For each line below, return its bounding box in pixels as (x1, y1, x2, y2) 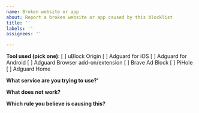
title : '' (6, 20, 31, 26)
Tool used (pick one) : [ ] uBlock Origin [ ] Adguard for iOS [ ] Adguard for (6, 53, 187, 60)
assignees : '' (6, 31, 42, 37)
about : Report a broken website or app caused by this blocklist (6, 14, 173, 20)
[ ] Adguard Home (6, 65, 51, 72)
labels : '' (6, 25, 34, 32)
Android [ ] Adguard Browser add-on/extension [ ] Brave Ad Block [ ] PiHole (6, 59, 193, 66)
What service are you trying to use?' (6, 77, 99, 84)
